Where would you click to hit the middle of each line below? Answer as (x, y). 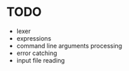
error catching (37, 53)
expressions (34, 38)
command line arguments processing (69, 45)
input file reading (40, 60)
